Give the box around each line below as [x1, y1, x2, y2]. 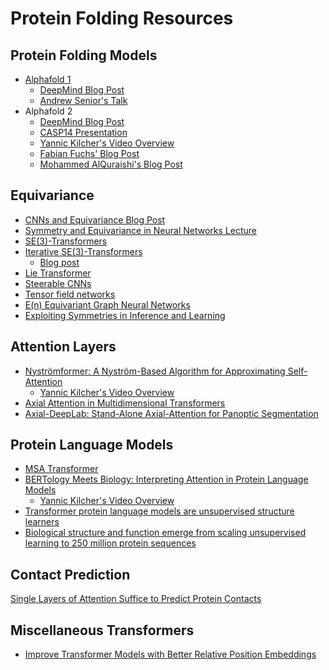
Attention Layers [10, 338, 117, 356]
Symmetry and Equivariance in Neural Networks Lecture [24, 224, 257, 236]
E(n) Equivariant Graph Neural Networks [24, 298, 191, 311]
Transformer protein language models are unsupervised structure [24, 505, 295, 517]
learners [24, 516, 60, 528]
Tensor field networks [24, 288, 116, 300]
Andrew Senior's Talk [39, 95, 128, 106]
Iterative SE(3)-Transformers [24, 245, 143, 257]
